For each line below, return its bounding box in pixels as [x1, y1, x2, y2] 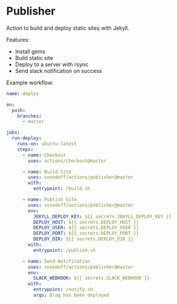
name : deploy [6, 90, 39, 96]
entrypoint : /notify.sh [33, 286, 94, 292]
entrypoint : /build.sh [33, 186, 91, 192]
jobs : [6, 129, 20, 136]
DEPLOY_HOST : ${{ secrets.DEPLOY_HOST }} [33, 219, 139, 225]
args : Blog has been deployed [33, 292, 110, 299]
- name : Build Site [22, 169, 71, 175]
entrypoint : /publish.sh [33, 247, 96, 253]
